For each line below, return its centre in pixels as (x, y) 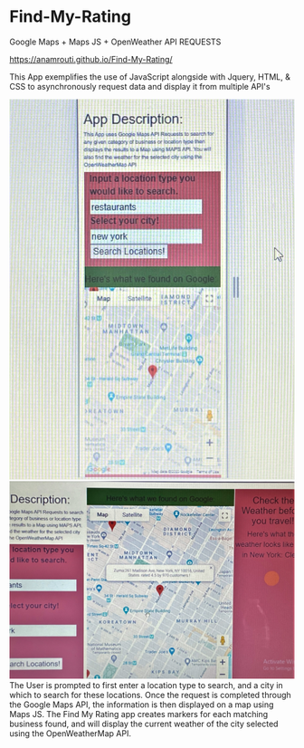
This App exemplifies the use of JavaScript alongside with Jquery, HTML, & (150, 77)
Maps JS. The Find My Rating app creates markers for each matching (139, 714)
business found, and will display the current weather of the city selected (144, 724)
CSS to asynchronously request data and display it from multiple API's (140, 86)
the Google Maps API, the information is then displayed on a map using (142, 705)
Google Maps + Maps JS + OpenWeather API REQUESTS (115, 42)
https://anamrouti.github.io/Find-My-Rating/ (91, 59)
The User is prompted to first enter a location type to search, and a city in (146, 686)
